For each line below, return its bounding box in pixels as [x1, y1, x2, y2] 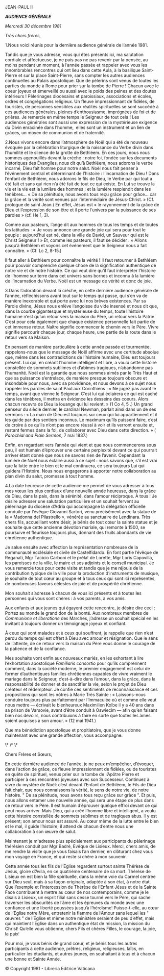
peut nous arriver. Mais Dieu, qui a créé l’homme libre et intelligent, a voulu [5, 808, 156, 813]
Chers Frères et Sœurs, [5, 751, 52, 757]
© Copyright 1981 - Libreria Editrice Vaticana [5, 966, 95, 971]
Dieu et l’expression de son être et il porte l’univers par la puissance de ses [5, 207, 156, 213]
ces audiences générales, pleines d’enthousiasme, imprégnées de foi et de [5, 109, 156, 115]
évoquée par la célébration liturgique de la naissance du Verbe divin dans [5, 145, 153, 150]
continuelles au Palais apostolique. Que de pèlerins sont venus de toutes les [5, 78, 159, 83]
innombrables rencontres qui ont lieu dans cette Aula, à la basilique [5, 67, 141, 73]
